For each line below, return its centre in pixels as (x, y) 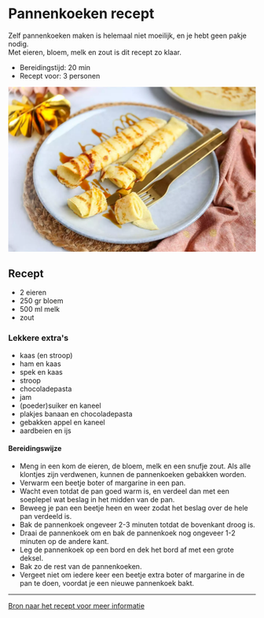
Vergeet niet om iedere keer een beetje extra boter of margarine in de (132, 575)
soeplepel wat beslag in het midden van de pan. (97, 499)
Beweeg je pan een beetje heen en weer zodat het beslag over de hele (134, 508)
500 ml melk (40, 309)
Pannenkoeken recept (81, 14)
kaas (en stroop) (46, 355)
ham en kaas (40, 364)
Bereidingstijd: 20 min (55, 67)
